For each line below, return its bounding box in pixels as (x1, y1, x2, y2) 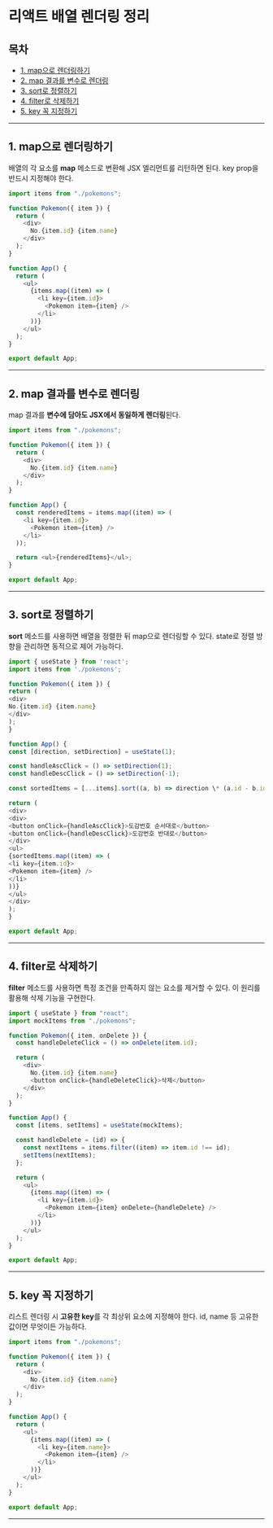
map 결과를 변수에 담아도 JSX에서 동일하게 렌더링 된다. (8, 410, 181, 420)
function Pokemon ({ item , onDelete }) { (8, 1031, 148, 1040)
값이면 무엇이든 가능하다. (8, 1322, 87, 1332)
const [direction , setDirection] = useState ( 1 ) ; (8, 747, 176, 755)
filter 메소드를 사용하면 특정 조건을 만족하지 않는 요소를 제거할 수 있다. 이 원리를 (8, 983, 261, 992)
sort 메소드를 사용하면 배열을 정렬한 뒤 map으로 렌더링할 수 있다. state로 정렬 (8, 631, 254, 641)
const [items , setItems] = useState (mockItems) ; (15, 1121, 184, 1130)
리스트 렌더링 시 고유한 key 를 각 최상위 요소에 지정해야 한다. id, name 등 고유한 (8, 1311, 259, 1321)
